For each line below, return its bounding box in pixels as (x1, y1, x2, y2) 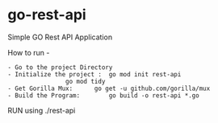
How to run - (7, 47, 50, 57)
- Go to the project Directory (7, 63, 113, 72)
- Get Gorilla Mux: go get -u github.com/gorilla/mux (7, 84, 211, 92)
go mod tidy (65, 77, 106, 85)
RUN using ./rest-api (7, 105, 76, 115)
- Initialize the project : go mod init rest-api (7, 70, 182, 78)
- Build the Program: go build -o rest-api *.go (7, 91, 199, 100)
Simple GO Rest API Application (7, 32, 113, 42)
